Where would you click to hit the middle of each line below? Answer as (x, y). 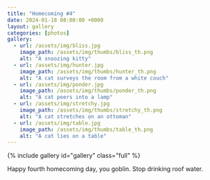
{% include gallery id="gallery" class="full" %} (74, 156)
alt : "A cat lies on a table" (63, 136)
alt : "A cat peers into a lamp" (66, 98)
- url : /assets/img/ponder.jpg (59, 84)
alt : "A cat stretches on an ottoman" (76, 116)
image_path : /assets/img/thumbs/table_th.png (87, 129)
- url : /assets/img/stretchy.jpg (62, 104)
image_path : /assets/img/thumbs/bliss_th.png (87, 53)
